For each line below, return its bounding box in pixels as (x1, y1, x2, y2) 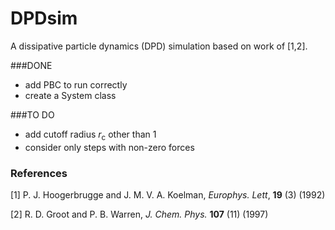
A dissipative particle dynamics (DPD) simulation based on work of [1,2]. (10, 40, 308, 52)
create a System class (24, 89, 117, 101)
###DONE (10, 59, 53, 71)
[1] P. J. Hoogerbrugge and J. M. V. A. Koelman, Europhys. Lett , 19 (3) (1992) (10, 189, 326, 201)
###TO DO (10, 108, 55, 121)
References (10, 166, 68, 180)
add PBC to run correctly (24, 78, 128, 91)
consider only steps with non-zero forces (24, 141, 195, 153)
